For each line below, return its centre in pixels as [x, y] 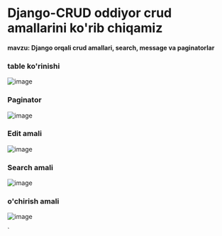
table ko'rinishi [34, 66]
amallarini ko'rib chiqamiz [85, 28]
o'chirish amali [33, 201]
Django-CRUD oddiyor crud [90, 13]
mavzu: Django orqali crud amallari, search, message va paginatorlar [111, 47]
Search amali [30, 167]
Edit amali [25, 134]
